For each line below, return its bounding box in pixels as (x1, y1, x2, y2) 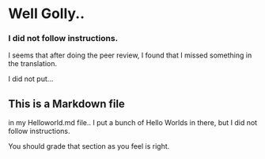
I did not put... (8, 74, 54, 83)
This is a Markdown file (8, 97, 125, 110)
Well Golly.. (8, 5, 85, 23)
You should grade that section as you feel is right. (8, 142, 170, 151)
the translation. (8, 59, 58, 68)
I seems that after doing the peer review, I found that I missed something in (8, 50, 252, 60)
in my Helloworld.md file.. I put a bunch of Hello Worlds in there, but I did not (8, 118, 258, 128)
